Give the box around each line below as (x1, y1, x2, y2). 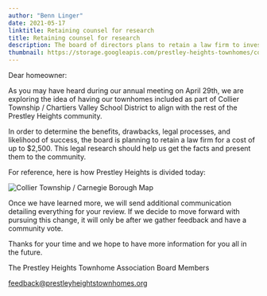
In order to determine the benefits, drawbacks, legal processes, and (8, 127, 230, 136)
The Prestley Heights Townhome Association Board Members (8, 263, 210, 272)
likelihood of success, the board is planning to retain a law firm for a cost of (8, 135, 256, 144)
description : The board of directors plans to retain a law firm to (8, 41, 240, 49)
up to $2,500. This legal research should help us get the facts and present (8, 144, 251, 153)
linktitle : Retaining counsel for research (8, 26, 155, 34)
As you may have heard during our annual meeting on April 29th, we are (8, 86, 244, 95)
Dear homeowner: (8, 71, 68, 80)
